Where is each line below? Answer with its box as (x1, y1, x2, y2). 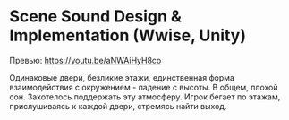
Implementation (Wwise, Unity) (9, 25, 246, 46)
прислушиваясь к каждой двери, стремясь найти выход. (9, 100, 227, 111)
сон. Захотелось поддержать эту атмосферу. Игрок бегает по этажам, (9, 91, 281, 102)
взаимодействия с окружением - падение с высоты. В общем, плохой (9, 81, 278, 92)
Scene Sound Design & (9, 6, 182, 27)
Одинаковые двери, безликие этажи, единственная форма (9, 72, 235, 82)
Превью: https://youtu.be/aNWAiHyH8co (9, 55, 162, 65)
